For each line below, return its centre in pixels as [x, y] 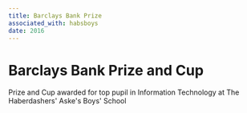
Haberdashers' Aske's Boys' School [67, 101]
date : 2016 [26, 30]
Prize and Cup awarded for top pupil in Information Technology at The [124, 92]
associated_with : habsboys [53, 23]
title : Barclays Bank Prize [55, 16]
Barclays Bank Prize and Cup [106, 70]
